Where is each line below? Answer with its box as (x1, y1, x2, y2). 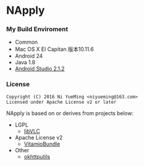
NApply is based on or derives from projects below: (6, 109, 134, 117)
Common (14, 38, 38, 46)
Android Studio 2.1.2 (14, 65, 65, 73)
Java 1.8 (14, 59, 36, 66)
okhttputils (23, 153, 50, 160)
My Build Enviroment (6, 25, 68, 34)
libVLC (23, 127, 40, 135)
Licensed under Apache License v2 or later (6, 99, 117, 105)
